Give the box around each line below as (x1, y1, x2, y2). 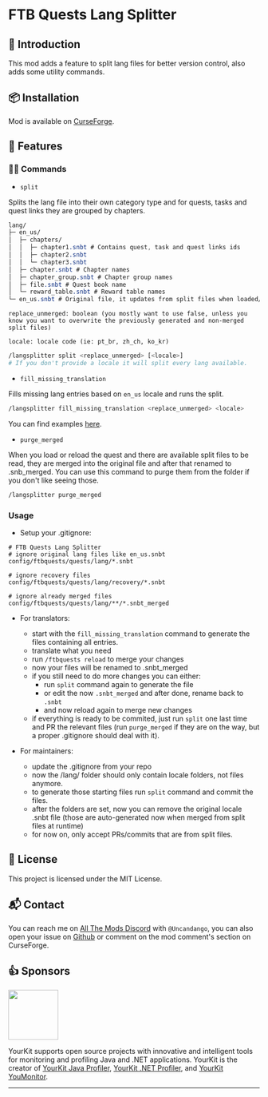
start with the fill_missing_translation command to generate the (31, 629, 250, 638)
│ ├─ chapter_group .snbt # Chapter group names (8, 273, 173, 281)
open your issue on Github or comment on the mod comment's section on (8, 932, 251, 941)
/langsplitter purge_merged (8, 491, 102, 499)
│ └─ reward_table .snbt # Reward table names (8, 288, 166, 296)
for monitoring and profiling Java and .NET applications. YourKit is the (8, 1055, 238, 1064)
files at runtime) (31, 821, 84, 830)
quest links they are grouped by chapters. (8, 205, 146, 215)
